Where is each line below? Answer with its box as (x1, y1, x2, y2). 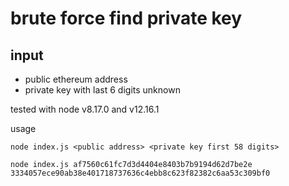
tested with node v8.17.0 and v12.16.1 (10, 103, 160, 115)
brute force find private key (10, 7, 243, 30)
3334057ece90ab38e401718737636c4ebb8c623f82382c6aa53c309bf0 (10, 168, 271, 178)
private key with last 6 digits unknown (24, 84, 181, 96)
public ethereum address (24, 73, 128, 85)
